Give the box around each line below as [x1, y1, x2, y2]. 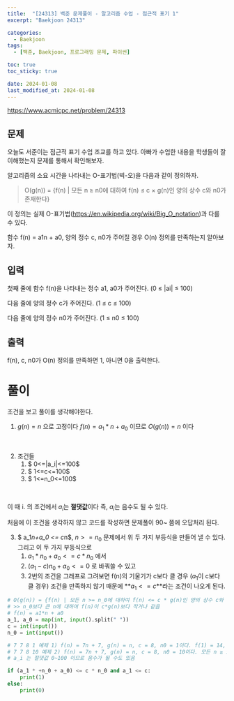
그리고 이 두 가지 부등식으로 [17, 543, 93, 552]
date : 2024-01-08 [7, 80, 58, 87]
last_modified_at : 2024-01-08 [7, 86, 95, 94]
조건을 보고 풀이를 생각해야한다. [7, 407, 93, 416]
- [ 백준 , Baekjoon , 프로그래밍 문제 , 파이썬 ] [13, 49, 130, 56]
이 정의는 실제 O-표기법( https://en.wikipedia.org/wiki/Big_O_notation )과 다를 [7, 210, 220, 218]
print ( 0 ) [19, 686, 45, 694]
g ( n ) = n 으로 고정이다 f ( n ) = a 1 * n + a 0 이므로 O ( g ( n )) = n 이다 [17, 422, 194, 432]
